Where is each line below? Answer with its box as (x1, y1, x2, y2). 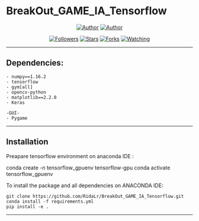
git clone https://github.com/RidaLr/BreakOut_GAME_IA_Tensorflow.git (6, 193, 184, 199)
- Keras (6, 100, 25, 105)
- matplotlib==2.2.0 (6, 94, 57, 100)
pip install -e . (6, 203, 49, 210)
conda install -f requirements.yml (6, 198, 94, 204)
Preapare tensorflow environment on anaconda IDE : (6, 152, 134, 159)
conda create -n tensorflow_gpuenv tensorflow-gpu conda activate (6, 164, 171, 171)
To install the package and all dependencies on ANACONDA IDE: (6, 182, 164, 189)
